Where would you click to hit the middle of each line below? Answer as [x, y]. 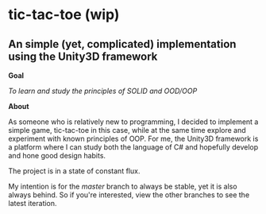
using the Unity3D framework [83, 56]
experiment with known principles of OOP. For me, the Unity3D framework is [133, 138]
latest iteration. [33, 203]
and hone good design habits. [57, 156]
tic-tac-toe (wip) [64, 15]
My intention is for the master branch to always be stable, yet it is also [123, 186]
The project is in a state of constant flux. [74, 171]
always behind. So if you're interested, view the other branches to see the [129, 195]
